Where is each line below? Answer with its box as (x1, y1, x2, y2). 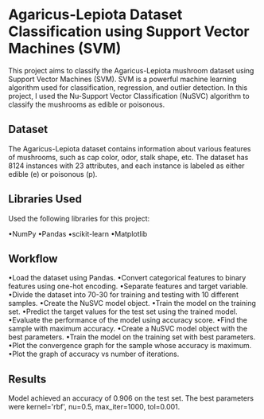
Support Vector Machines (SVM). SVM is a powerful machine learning (8, 74, 237, 84)
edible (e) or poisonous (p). (8, 169, 98, 178)
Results (8, 372, 47, 386)
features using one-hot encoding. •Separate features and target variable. (8, 281, 248, 292)
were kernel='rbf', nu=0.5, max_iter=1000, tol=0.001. (8, 402, 181, 412)
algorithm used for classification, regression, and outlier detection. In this (8, 82, 248, 92)
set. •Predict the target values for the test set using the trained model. (8, 307, 238, 316)
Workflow (8, 252, 58, 265)
